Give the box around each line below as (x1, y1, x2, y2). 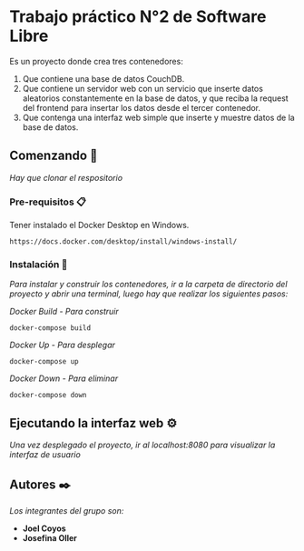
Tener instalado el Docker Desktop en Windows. (9, 220, 190, 231)
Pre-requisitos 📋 (9, 195, 86, 208)
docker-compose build (9, 324, 92, 333)
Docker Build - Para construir (9, 306, 120, 317)
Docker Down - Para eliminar (9, 373, 119, 384)
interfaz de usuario (9, 449, 82, 460)
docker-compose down (9, 391, 88, 400)
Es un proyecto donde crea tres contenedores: (9, 55, 183, 66)
